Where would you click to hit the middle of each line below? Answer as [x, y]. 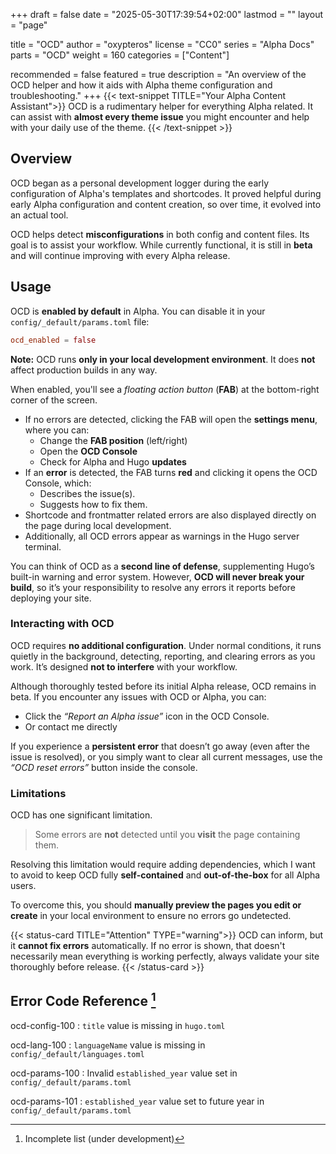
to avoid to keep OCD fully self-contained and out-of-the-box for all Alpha [165, 875]
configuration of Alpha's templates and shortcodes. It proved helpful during [166, 193]
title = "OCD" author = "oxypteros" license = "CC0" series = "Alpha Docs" [162, 44]
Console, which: [58, 483]
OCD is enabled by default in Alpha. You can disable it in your [138, 311]
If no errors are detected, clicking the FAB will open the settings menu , [171, 419]
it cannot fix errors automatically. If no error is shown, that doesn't [148, 946]
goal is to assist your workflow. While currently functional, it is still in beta [161, 245]
